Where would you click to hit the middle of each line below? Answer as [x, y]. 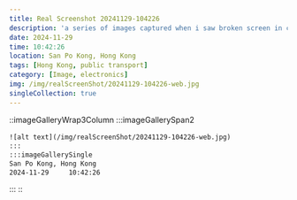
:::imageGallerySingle [51, 155]
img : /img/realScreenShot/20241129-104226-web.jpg [104, 84]
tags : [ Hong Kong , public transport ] [79, 65]
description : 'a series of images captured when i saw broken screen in [146, 28]
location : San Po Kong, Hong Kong [73, 56]
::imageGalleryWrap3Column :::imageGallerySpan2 [102, 119]
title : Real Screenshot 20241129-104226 [85, 19]
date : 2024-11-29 [41, 37]
